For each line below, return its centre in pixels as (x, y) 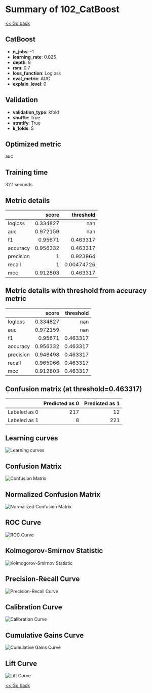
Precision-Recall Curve (43, 579)
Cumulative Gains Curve (45, 635)
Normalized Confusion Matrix (53, 494)
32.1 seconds (19, 185)
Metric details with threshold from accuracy (76, 291)
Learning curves (32, 438)
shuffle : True (26, 117)
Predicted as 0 (61, 403)
